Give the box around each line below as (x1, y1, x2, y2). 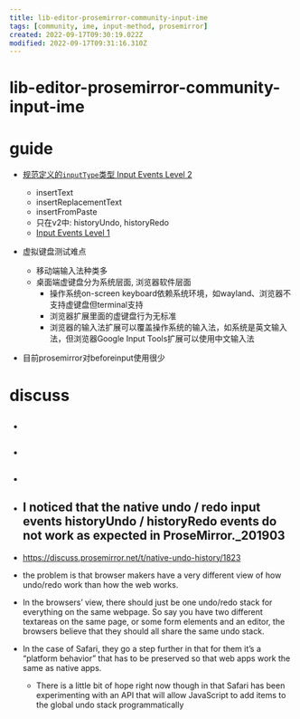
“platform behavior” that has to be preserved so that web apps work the (22, 653, 291, 664)
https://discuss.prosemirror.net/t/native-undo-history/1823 (22, 551, 241, 562)
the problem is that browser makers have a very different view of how (22, 570, 282, 580)
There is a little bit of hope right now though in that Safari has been (35, 680, 286, 691)
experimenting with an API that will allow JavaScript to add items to (35, 689, 286, 700)
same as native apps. (22, 662, 102, 673)
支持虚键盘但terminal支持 (49, 300, 144, 311)
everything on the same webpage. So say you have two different (22, 606, 264, 617)
